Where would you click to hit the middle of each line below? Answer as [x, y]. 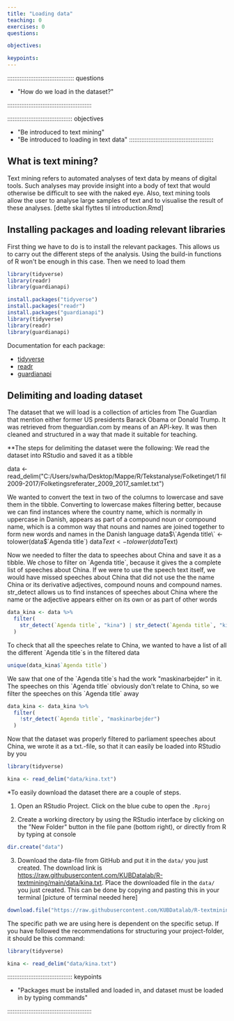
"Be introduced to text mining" [61, 132]
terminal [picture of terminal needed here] [77, 897]
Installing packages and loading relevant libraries [117, 230]
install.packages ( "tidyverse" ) [53, 300]
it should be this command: [46, 938]
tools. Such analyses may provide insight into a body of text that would [109, 185]
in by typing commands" [53, 998]
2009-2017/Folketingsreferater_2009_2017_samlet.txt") [86, 484]
